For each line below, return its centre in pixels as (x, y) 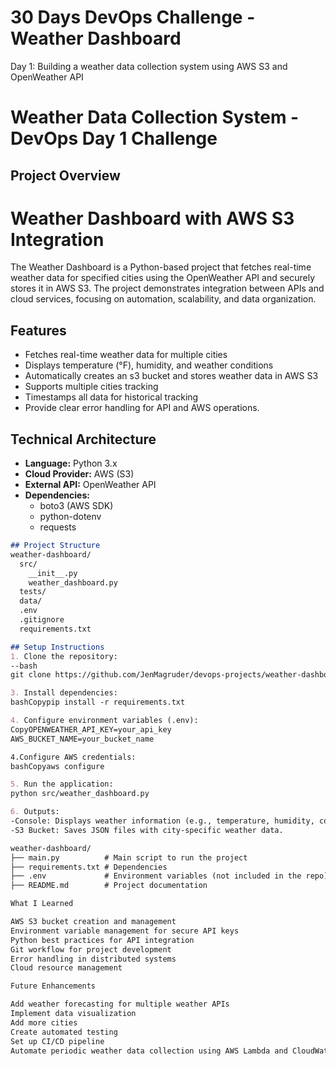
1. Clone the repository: (64, 656)
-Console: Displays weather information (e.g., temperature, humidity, (162, 821)
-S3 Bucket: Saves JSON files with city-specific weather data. (147, 830)
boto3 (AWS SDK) (76, 506)
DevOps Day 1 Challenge (114, 138)
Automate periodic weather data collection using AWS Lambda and (149, 1051)
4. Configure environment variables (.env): (104, 721)
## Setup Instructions (57, 647)
